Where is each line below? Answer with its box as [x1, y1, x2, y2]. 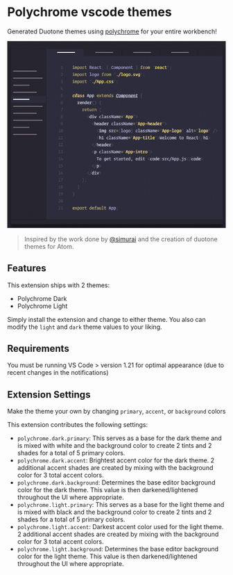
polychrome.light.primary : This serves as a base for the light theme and [17, 501, 225, 509]
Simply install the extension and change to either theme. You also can [7, 315, 206, 323]
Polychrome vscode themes [7, 4, 172, 20]
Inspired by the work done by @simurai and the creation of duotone [24, 234, 218, 243]
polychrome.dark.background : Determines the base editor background [17, 478, 216, 487]
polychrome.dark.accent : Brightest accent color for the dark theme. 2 [17, 456, 215, 464]
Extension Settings [7, 389, 91, 400]
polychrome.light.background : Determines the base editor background [17, 545, 219, 553]
